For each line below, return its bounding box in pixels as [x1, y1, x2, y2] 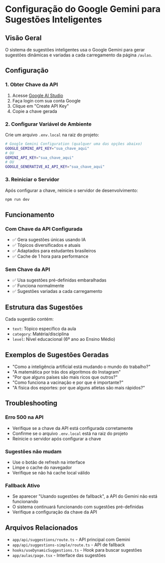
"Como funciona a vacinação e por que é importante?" [12, 379, 124, 385]
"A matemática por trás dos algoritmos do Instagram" [12, 369, 121, 375]
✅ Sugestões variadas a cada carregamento [12, 288, 103, 294]
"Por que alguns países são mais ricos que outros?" [12, 375, 118, 380]
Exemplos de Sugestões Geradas [5, 350, 109, 359]
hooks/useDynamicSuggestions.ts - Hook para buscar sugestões [12, 547, 142, 553]
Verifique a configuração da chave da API [12, 509, 97, 515]
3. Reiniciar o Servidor [5, 176, 60, 183]
